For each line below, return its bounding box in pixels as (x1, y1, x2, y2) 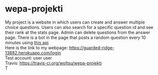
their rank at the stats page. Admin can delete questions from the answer (5, 29, 151, 35)
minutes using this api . (5, 39, 50, 45)
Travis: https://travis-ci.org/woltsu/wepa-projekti (5, 60, 102, 66)
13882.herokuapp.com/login (5, 50, 61, 56)
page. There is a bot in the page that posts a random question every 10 (5, 35, 146, 40)
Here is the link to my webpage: (5, 45, 68, 50)
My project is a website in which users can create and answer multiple (5, 19, 145, 25)
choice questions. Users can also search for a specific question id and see (5, 24, 154, 30)
